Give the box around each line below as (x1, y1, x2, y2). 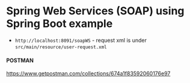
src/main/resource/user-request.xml (14, 44, 107, 50)
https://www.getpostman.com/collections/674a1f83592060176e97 (6, 70, 171, 77)
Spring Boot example (6, 17, 113, 30)
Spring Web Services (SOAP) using (6, 4, 185, 18)
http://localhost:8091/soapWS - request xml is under (14, 36, 147, 44)
